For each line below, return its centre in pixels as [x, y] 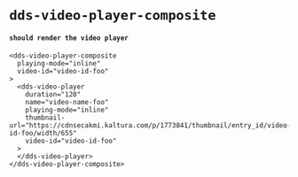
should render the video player [69, 38]
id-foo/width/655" [43, 134]
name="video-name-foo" [67, 103]
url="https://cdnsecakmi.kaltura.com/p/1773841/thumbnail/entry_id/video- [150, 126]
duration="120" [53, 95]
